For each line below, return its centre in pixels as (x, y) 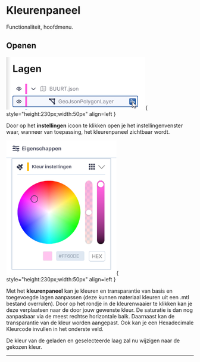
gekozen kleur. (24, 346)
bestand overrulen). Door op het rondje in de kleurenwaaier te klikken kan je (99, 303)
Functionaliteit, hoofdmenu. (40, 27)
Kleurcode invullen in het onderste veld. (55, 329)
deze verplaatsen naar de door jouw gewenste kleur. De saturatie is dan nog (100, 310)
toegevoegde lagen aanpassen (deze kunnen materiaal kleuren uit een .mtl (98, 297)
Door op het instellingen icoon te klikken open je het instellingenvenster (95, 125)
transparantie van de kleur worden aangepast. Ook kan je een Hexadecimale (100, 323)
